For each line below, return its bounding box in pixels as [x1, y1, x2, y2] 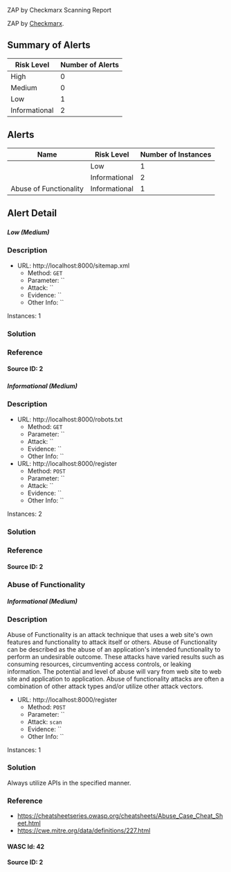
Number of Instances [140, 149, 212, 159]
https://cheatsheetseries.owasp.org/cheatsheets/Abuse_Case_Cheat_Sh [17, 812, 223, 820]
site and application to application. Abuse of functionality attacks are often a [7, 674, 225, 683]
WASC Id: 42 [7, 842, 45, 851]
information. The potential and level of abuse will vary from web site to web [7, 667, 222, 675]
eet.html [17, 819, 41, 828]
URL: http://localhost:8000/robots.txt [17, 415, 123, 424]
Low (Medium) [7, 228, 50, 236]
